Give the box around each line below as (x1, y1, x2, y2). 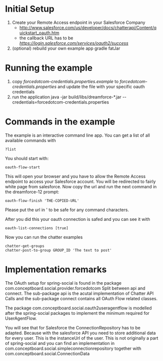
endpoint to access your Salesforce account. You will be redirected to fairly (5, 179, 156, 184)
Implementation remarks (5, 264, 107, 275)
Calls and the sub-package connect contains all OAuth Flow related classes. (5, 295, 158, 301)
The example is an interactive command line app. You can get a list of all (5, 132, 150, 138)
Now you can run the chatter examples (5, 234, 83, 240)
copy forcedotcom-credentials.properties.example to (12, 78, 119, 84)
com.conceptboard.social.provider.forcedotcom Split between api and (5, 285, 145, 291)
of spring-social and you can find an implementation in (5, 340, 115, 346)
